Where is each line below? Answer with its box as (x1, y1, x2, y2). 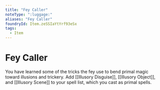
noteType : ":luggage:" (5, 12, 52, 17)
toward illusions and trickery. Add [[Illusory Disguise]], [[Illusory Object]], (5, 73, 156, 80)
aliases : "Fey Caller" (5, 16, 52, 21)
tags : (5, 26, 16, 31)
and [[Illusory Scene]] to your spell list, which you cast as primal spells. (5, 79, 151, 85)
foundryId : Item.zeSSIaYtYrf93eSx (5, 21, 77, 26)
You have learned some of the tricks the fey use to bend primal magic (5, 68, 149, 74)
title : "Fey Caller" (5, 7, 48, 12)
